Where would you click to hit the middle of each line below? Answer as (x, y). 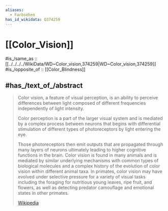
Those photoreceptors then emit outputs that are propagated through (90, 144)
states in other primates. (43, 193)
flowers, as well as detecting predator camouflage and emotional (86, 188)
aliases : (15, 10)
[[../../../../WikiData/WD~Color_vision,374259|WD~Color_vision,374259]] (81, 64)
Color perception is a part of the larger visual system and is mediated (90, 118)
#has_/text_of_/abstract (44, 85)
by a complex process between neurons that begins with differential (89, 124)
